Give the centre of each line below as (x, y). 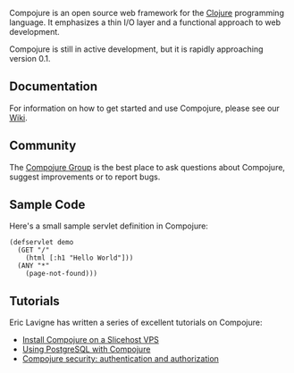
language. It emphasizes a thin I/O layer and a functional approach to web (145, 22)
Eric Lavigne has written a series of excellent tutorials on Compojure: (136, 323)
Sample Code (47, 205)
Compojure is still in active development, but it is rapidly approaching (136, 49)
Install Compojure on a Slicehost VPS (90, 340)
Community (43, 146)
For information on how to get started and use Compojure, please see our (144, 108)
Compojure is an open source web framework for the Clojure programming (147, 13)
